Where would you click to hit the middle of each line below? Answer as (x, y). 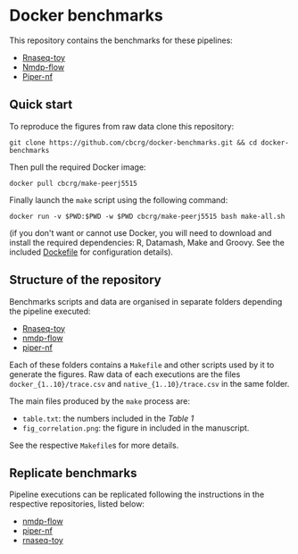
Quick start (41, 105)
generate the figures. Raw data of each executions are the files (125, 374)
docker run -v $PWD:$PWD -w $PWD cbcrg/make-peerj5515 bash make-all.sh (147, 216)
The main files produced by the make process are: (99, 401)
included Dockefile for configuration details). (91, 252)
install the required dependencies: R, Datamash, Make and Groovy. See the (147, 242)
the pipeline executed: (50, 311)
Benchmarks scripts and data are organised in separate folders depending (146, 301)
